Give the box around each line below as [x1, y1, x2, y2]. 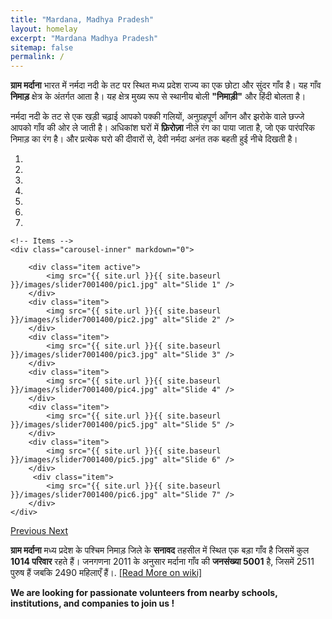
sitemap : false [10, 42, 74, 53]
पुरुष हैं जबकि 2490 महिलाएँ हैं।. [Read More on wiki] [10, 567, 203, 579]
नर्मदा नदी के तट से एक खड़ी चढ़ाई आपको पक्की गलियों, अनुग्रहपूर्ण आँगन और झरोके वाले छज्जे [10, 111, 305, 123]
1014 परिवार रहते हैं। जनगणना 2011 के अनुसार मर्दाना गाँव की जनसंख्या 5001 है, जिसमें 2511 [10, 556, 315, 568]
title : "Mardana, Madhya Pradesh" [10, 14, 155, 25]
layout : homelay [10, 24, 78, 34]
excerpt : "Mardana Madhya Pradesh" [10, 33, 159, 43]
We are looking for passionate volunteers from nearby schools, [10, 587, 278, 599]
